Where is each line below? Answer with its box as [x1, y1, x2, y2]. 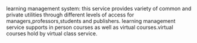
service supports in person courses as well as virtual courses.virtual [6, 24, 174, 31]
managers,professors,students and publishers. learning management [6, 18, 176, 24]
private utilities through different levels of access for [6, 11, 135, 18]
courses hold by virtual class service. [6, 30, 98, 37]
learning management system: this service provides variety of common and [6, 5, 192, 12]
